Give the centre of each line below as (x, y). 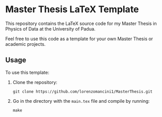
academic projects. (26, 44)
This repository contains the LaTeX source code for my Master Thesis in (81, 23)
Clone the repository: (35, 82)
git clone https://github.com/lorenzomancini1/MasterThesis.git (83, 92)
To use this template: (27, 72)
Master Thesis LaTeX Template (72, 9)
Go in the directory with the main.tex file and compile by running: (81, 101)
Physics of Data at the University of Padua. (50, 28)
